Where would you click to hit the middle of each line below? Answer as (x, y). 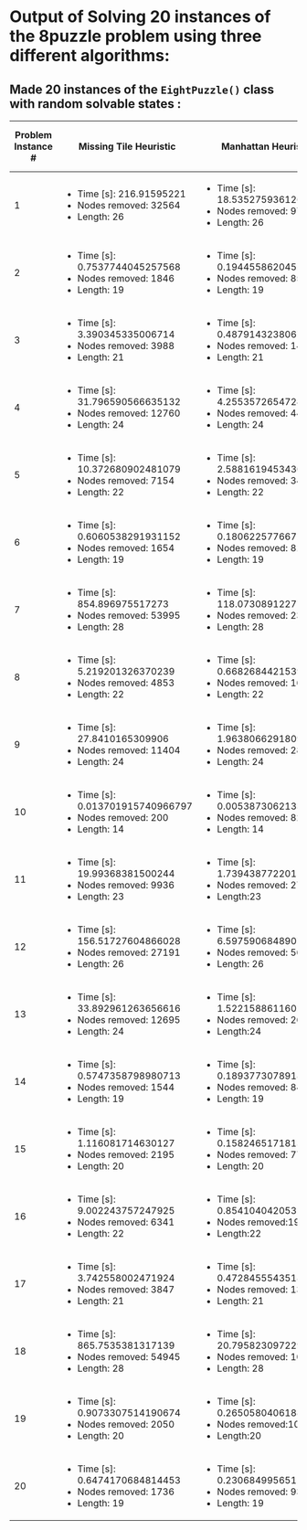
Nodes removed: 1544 (126, 1087)
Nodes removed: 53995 (129, 616)
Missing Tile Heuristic (127, 146)
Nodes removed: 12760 (129, 413)
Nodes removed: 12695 (129, 1020)
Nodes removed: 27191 (129, 952)
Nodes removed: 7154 (126, 480)
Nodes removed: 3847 (126, 1289)
